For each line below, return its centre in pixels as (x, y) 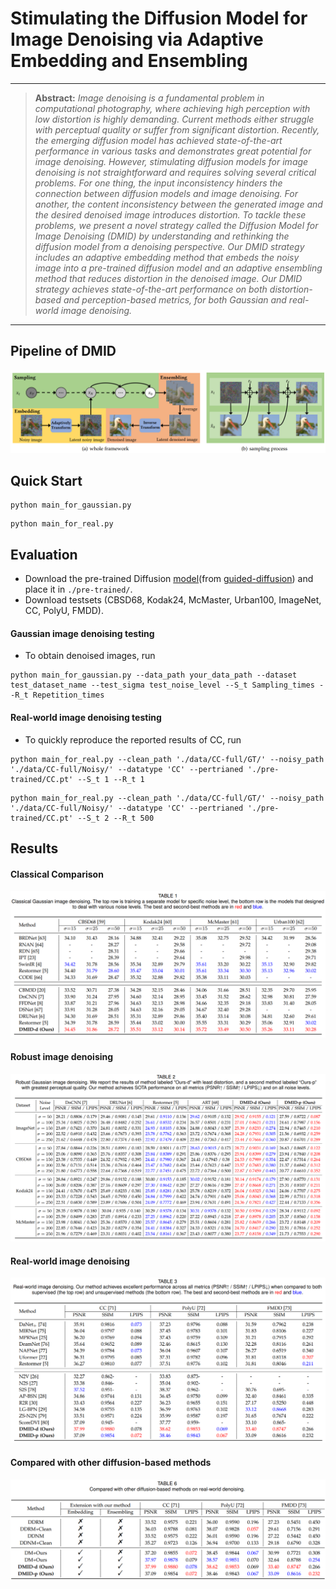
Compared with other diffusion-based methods (111, 1463)
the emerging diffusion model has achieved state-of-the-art (158, 140)
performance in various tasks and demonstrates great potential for (173, 151)
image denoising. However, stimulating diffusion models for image (171, 161)
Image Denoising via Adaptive (137, 39)
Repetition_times (68, 695)
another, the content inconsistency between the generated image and (178, 204)
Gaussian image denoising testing (82, 633)
